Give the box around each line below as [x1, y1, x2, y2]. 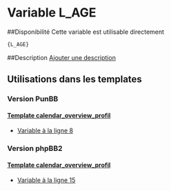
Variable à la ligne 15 [17, 176, 76, 184]
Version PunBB [7, 94, 59, 104]
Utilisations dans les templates [7, 74, 143, 86]
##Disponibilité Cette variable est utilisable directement [7, 28, 164, 36]
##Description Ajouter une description [7, 53, 116, 61]
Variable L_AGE [7, 5, 97, 21]
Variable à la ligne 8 [17, 126, 74, 135]
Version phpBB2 [7, 143, 63, 153]
